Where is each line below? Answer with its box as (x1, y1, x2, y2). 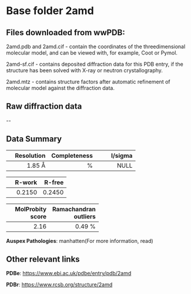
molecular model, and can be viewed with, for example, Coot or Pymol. (6, 49, 178, 56)
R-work (15, 178, 38, 186)
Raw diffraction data (6, 102, 82, 111)
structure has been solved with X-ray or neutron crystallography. (6, 67, 163, 74)
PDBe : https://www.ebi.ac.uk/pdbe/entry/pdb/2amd (6, 270, 132, 277)
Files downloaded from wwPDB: (6, 28, 125, 38)
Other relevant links (6, 254, 81, 265)
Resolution (15, 151, 46, 160)
